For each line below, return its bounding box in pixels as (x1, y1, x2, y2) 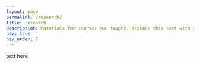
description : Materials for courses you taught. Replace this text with (6, 25, 190, 31)
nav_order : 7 (6, 36, 39, 42)
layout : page (6, 8, 39, 15)
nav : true (6, 31, 31, 37)
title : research (6, 20, 46, 25)
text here (6, 53, 29, 59)
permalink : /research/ (6, 14, 62, 20)
